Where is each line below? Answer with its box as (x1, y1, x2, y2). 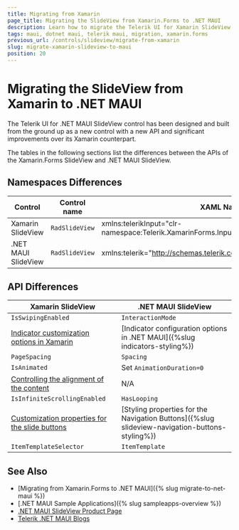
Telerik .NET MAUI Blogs (17, 514, 90, 523)
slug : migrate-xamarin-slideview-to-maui (7, 43, 132, 51)
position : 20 (7, 51, 46, 58)
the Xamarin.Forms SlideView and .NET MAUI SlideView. (7, 156, 172, 164)
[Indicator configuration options (121, 324, 228, 334)
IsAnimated (11, 364, 48, 372)
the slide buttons (11, 423, 67, 433)
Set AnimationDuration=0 (121, 363, 204, 373)
